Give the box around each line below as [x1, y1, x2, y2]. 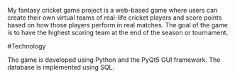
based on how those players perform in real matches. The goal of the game [7, 21, 229, 29]
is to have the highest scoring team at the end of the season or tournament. [7, 28, 229, 37]
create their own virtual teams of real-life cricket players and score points [7, 13, 222, 22]
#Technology [7, 42, 46, 50]
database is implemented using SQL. [7, 63, 115, 71]
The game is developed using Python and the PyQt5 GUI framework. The [7, 56, 221, 64]
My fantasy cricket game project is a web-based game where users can [7, 6, 218, 14]
